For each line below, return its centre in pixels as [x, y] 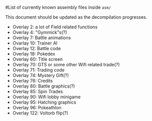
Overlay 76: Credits [33, 81]
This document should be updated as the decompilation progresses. [76, 17]
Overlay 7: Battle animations [42, 38]
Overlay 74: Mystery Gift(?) [41, 75]
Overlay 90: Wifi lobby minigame [46, 97]
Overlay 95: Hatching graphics [44, 102]
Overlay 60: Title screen [38, 59]
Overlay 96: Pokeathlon [37, 108]
